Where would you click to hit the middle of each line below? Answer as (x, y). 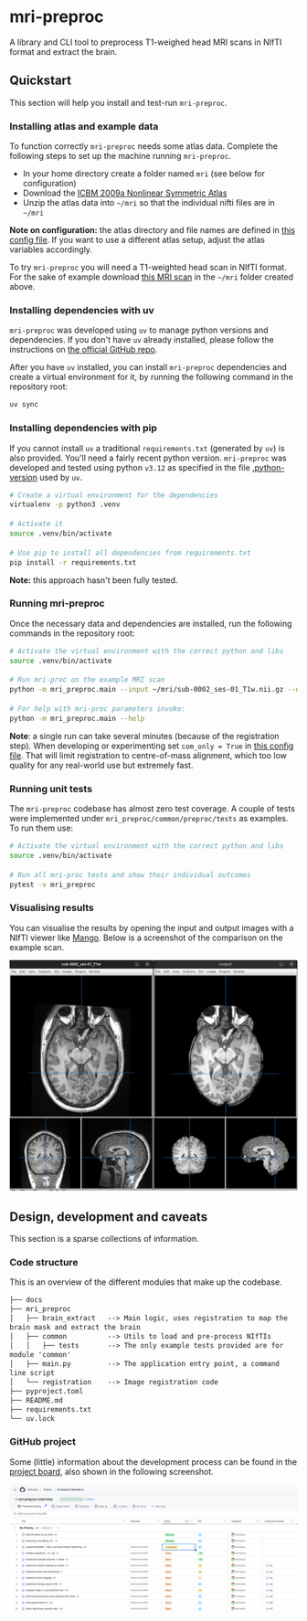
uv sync (24, 405)
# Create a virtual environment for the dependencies (114, 495)
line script (32, 1373)
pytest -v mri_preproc (53, 885)
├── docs (26, 1300)
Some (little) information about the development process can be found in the (153, 1462)
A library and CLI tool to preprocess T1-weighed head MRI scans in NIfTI (146, 42)
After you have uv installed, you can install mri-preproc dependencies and (148, 367)
